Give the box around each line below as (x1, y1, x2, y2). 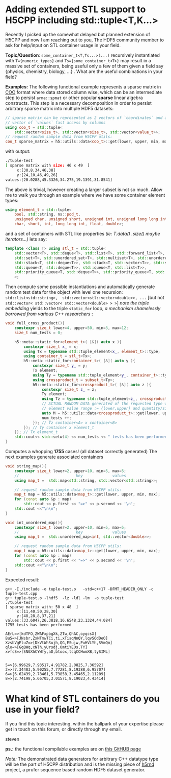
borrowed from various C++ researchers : (5, 311, 93, 317)
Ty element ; (41, 392, 67, 397)
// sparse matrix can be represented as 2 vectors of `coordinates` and (5, 115, 163, 121)
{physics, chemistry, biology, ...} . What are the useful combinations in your (5, 68, 163, 75)
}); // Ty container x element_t (23, 425, 95, 430)
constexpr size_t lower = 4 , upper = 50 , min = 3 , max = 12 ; (14, 325, 129, 331)
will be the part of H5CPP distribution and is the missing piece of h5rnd (5, 761, 154, 767)
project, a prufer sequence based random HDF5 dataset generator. (5, 766, 146, 772)
